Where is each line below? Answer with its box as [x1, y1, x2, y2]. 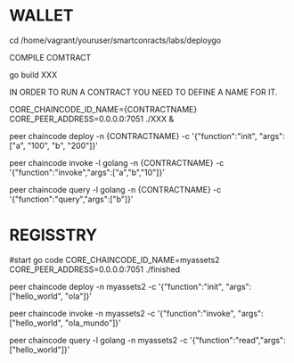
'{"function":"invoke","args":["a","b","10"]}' [9, 167, 165, 177]
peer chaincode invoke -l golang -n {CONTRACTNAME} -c [9, 157, 225, 168]
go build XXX [9, 69, 58, 80]
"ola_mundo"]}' [65, 318, 122, 328]
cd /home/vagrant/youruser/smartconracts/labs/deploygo [9, 35, 221, 45]
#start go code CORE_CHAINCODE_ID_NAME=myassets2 [9, 254, 220, 265]
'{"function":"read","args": [190, 334, 287, 345]
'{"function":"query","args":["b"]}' [9, 194, 134, 204]
